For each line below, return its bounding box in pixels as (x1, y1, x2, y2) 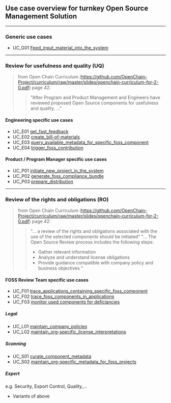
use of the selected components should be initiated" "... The (30, 234, 157, 240)
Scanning (5, 340, 26, 346)
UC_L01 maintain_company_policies (12, 324, 88, 330)
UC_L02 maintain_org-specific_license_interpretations (12, 329, 126, 335)
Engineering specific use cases (5, 117, 73, 123)
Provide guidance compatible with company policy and (38, 260, 154, 266)
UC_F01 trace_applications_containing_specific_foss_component (12, 288, 148, 294)
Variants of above (12, 393, 50, 399)
